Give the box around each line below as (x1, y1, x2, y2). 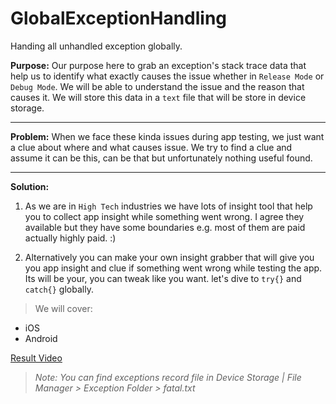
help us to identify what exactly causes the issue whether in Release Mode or (10, 70, 325, 82)
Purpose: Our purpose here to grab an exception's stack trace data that (10, 59, 307, 71)
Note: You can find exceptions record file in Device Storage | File (34, 371, 302, 383)
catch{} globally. (24, 283, 94, 295)
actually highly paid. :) (24, 232, 117, 244)
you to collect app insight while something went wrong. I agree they (24, 210, 305, 222)
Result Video (10, 352, 63, 364)
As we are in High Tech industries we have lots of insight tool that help (24, 200, 313, 212)
